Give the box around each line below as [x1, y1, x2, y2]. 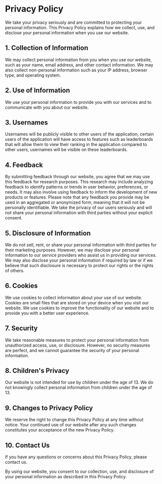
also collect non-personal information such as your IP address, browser [5, 67, 147, 73]
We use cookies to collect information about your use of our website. [5, 295, 143, 300]
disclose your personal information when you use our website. [5, 30, 129, 35]
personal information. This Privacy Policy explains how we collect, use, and [5, 24, 155, 30]
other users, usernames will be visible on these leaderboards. [5, 147, 128, 152]
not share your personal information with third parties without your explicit [5, 210, 153, 216]
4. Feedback [5, 161, 43, 169]
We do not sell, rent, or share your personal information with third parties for [5, 242, 157, 248]
